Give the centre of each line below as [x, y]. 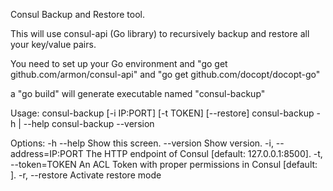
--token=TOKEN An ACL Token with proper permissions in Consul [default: [164, 164]
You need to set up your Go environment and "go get [119, 63]
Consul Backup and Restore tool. [78, 14]
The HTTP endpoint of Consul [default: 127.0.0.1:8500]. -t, [204, 153]
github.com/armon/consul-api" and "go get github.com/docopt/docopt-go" [165, 74]
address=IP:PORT [47, 153]
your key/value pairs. [53, 44]
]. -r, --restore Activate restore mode [86, 175]
